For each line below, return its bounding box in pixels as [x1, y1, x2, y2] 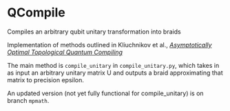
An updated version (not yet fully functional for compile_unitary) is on [7, 89, 205, 97]
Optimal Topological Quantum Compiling [7, 48, 123, 56]
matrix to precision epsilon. [7, 75, 85, 84]
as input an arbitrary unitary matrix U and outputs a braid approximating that [7, 69, 224, 77]
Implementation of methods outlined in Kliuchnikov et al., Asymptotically [7, 40, 212, 49]
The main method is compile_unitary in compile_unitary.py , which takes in [7, 61, 220, 69]
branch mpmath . [7, 96, 50, 104]
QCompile [7, 5, 65, 21]
